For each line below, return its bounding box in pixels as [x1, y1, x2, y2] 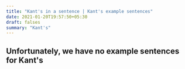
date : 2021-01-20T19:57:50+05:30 [6, 14, 88, 20]
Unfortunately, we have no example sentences [6, 46, 180, 56]
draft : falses [6, 19, 41, 25]
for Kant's [6, 55, 44, 65]
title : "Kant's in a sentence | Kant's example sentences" [6, 8, 153, 14]
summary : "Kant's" [6, 24, 51, 31]
